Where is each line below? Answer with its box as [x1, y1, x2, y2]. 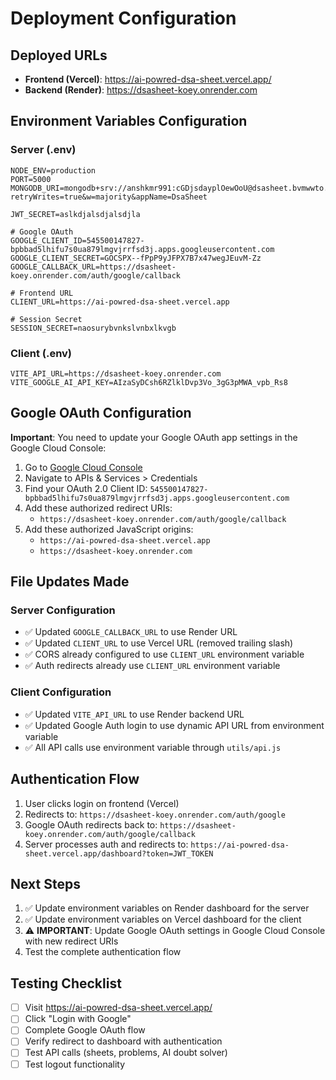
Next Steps [10, 875, 81, 892]
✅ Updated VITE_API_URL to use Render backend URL [24, 708, 245, 720]
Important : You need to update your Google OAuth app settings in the [10, 431, 298, 443]
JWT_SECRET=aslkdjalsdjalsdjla [10, 209, 141, 219]
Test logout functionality [24, 1058, 126, 1070]
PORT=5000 [10, 174, 52, 184]
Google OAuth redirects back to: [24, 818, 158, 831]
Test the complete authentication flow [24, 946, 182, 958]
